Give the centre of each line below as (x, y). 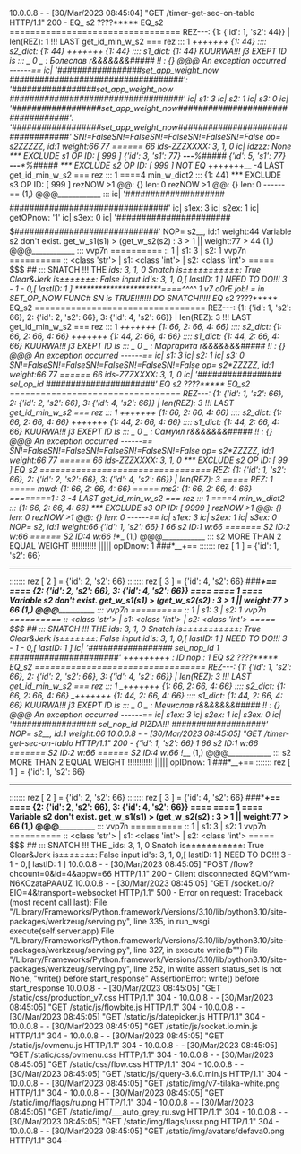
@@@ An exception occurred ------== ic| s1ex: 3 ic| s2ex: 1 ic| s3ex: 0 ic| (146, 715)
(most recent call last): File (58, 902)
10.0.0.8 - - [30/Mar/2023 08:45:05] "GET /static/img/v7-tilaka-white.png (145, 1083)
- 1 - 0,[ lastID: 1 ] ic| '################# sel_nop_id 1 (114, 648)
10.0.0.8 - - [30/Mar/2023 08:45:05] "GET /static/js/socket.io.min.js (133, 1026)
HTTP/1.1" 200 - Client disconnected (181, 874)
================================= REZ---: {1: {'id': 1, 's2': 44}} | (150, 32)
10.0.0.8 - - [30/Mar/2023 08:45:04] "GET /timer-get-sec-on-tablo (132, 13)
